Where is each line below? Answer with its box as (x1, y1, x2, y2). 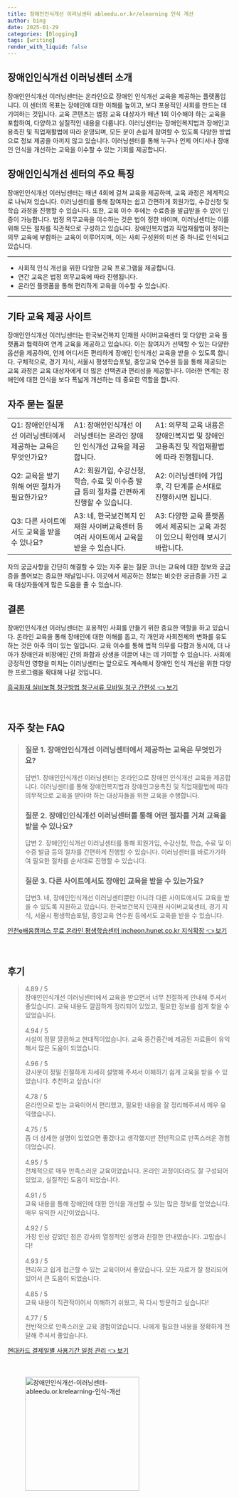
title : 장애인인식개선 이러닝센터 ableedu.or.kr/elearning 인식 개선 (7, 10, 194, 18)
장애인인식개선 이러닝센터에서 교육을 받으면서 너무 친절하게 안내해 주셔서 (24, 993, 227, 1002)
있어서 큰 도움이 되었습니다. (24, 1275, 102, 1283)
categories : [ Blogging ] (7, 30, 78, 38)
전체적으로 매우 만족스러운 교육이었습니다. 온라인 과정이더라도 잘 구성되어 (24, 1166, 229, 1175)
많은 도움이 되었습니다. (38, 1044, 102, 1053)
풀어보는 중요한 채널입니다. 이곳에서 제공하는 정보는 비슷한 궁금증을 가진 (20, 571, 221, 580)
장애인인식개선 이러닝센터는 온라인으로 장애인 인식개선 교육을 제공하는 (7, 92, 201, 100)
